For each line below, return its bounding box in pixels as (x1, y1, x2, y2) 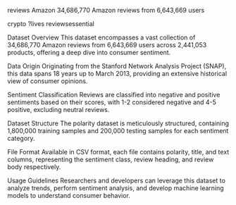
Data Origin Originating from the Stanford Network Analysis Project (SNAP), (7, 62, 227, 70)
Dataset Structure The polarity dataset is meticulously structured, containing (7, 119, 230, 128)
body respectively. (7, 163, 61, 171)
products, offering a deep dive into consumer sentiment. (7, 49, 171, 56)
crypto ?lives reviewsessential (7, 20, 95, 27)
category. (7, 134, 35, 142)
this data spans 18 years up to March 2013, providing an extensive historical (7, 70, 228, 77)
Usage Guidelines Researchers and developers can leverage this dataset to (7, 176, 225, 185)
